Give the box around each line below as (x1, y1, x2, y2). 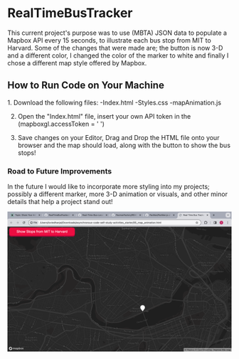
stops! (17, 148, 37, 157)
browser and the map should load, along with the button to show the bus (17, 141, 231, 149)
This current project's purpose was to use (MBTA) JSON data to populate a (7, 28, 228, 37)
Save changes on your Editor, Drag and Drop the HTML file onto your (17, 133, 220, 141)
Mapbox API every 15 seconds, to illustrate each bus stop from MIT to (7, 36, 211, 44)
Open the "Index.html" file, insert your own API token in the (17, 112, 191, 120)
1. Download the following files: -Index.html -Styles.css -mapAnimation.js (7, 98, 222, 107)
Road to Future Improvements (7, 166, 112, 176)
